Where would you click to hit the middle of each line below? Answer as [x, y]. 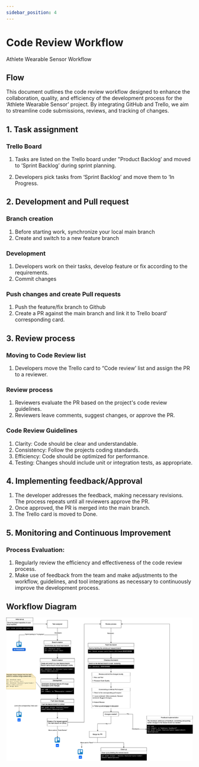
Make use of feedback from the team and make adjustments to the [96, 576]
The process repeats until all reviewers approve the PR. [82, 501]
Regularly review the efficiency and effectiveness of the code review [98, 563]
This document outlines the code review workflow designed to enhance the [98, 92]
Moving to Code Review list [46, 355]
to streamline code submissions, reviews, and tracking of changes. [88, 111]
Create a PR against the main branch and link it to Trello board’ [91, 314]
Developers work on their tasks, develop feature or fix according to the [101, 266]
